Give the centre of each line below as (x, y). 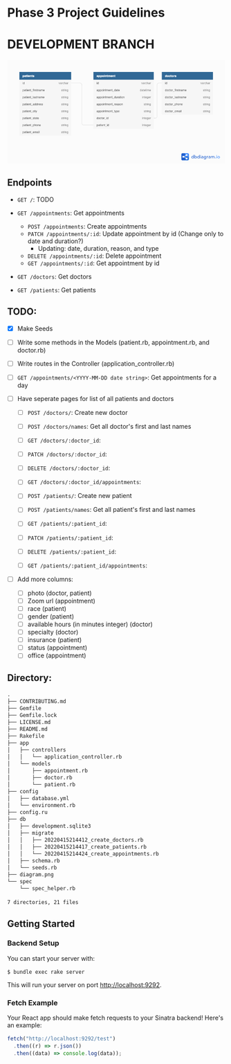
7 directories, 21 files (43, 903)
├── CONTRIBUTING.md (37, 702)
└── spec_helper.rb (48, 889)
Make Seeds (35, 328)
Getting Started (41, 924)
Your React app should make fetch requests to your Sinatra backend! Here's (115, 1018)
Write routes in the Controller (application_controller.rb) (96, 363)
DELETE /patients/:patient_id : (72, 551)
